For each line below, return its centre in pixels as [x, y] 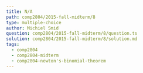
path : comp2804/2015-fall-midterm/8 [51, 17]
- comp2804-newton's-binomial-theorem [59, 61]
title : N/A [19, 11]
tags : [13, 45]
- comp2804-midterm [35, 55]
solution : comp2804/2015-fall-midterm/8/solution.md [72, 39]
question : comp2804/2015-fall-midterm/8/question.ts [72, 34]
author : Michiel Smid [33, 28]
